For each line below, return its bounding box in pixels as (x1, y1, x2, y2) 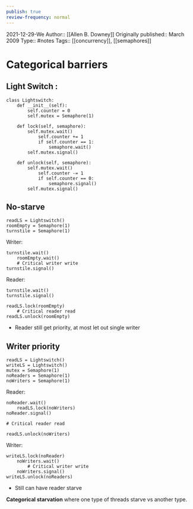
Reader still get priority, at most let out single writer (14, 324, 141, 331)
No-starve (6, 202, 46, 212)
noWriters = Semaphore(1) (6, 378, 70, 384)
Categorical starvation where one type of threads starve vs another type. (6, 496, 188, 503)
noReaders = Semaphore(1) (6, 373, 70, 379)
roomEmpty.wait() (17, 255, 60, 261)
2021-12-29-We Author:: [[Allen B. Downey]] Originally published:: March (6, 30, 185, 38)
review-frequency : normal (6, 14, 70, 20)
